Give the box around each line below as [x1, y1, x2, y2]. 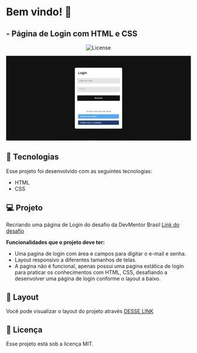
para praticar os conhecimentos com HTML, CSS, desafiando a [14, 269, 168, 276]
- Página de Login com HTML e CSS [6, 29, 138, 39]
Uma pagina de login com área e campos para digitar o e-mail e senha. [14, 250, 186, 257]
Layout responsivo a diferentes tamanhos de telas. [14, 256, 137, 263]
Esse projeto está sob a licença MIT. [6, 340, 94, 348]
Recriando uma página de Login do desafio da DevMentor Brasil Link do [6, 221, 180, 228]
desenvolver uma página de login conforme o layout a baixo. [14, 275, 161, 282]
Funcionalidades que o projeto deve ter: [6, 239, 105, 246]
